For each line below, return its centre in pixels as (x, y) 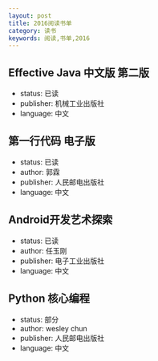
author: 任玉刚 (43, 250)
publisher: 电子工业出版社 (62, 261)
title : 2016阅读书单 (40, 23)
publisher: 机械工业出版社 (62, 103)
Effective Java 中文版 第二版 (79, 73)
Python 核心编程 (49, 299)
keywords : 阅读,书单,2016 (49, 38)
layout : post (30, 16)
